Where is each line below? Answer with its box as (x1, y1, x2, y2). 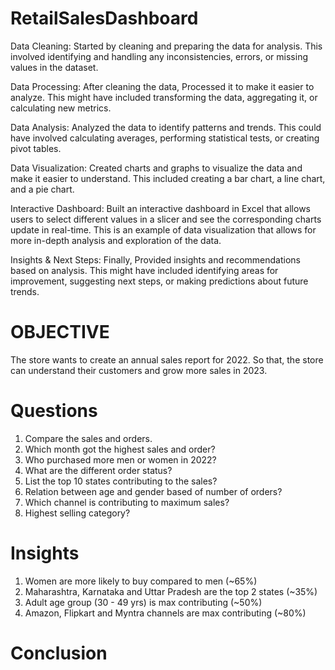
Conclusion (10, 642, 108, 664)
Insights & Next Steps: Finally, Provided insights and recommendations (10, 253, 301, 266)
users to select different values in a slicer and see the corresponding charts (10, 213, 322, 225)
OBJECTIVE (10, 321, 110, 344)
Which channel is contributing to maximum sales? (24, 496, 230, 508)
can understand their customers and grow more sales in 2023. (10, 364, 268, 376)
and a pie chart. (10, 183, 75, 195)
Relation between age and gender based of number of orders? (24, 485, 283, 497)
